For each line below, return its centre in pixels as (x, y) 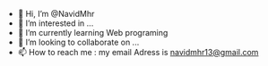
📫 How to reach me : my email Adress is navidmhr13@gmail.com (138, 52)
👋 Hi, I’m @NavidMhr (56, 14)
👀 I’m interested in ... (56, 23)
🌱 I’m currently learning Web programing (93, 33)
